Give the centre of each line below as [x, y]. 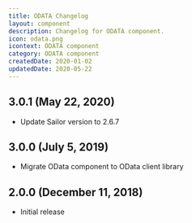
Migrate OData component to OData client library [102, 167]
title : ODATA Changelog [49, 16]
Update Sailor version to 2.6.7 [70, 121]
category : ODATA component [54, 54]
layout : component [39, 24]
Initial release [42, 212]
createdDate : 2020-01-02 [50, 62]
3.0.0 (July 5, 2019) [59, 147]
